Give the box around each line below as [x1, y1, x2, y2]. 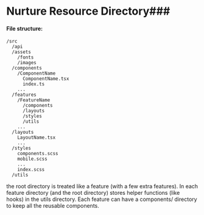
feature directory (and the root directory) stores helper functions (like [6, 189, 180, 197]
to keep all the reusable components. [6, 202, 99, 210]
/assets [12, 49, 32, 56]
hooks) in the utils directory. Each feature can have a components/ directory [6, 195, 197, 203]
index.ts [22, 81, 45, 87]
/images [17, 60, 37, 66]
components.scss [17, 151, 59, 157]
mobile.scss [17, 156, 47, 162]
